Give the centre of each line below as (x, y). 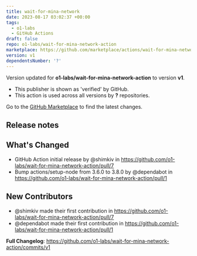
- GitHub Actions (33, 34)
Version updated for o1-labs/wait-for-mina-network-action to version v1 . (95, 78)
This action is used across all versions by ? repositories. (82, 95)
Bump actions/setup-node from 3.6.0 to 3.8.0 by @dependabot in (94, 172)
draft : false (22, 39)
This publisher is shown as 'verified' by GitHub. (72, 89)
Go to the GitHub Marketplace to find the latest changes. (74, 107)
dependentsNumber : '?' (34, 61)
